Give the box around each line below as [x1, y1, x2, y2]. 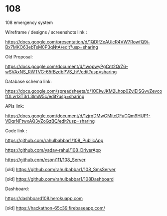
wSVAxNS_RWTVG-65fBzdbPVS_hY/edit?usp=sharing [5, 68, 117, 75]
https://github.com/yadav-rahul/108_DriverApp [5, 147, 101, 153]
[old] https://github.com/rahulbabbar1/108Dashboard [5, 176, 114, 182]
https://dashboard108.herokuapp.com [5, 195, 83, 201]
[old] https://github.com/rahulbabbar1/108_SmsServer [5, 166, 116, 172]
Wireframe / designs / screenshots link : [5, 29, 87, 35]
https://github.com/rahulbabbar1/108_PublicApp [5, 137, 104, 143]
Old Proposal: [5, 53, 33, 60]
